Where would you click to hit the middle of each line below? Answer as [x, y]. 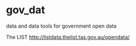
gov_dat [26, 10]
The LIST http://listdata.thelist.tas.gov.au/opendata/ [68, 37]
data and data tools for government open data [61, 26]
